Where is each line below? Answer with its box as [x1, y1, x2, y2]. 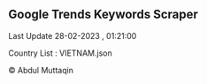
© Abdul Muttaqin [8, 65, 74, 75]
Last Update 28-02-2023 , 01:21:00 [8, 30, 137, 41]
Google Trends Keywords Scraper [8, 7, 198, 22]
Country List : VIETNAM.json [8, 48, 112, 58]
